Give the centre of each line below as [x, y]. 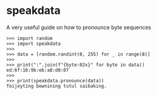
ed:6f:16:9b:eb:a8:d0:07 [38, 70]
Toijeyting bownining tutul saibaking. [57, 86]
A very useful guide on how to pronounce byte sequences [79, 27]
